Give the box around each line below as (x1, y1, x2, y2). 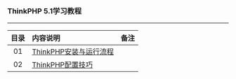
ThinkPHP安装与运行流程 (32, 47, 114, 57)
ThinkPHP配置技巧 (32, 60, 93, 70)
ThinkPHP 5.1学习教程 (7, 6, 82, 15)
